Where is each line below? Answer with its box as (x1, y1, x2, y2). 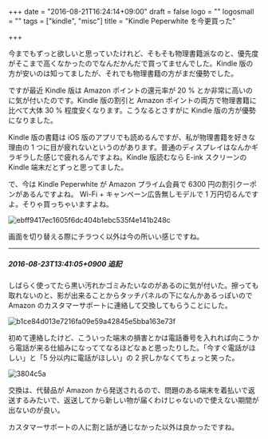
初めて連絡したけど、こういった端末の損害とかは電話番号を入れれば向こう (8, 333, 253, 342)
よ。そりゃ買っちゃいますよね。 (8, 200, 113, 208)
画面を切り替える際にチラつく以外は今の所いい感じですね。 (8, 231, 204, 241)
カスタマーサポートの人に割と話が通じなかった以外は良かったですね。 (8, 422, 239, 432)
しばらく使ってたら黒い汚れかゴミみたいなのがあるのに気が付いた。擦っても (8, 280, 259, 290)
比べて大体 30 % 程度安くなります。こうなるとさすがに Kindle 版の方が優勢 (8, 105, 257, 115)
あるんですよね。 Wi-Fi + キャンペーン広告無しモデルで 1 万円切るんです (22, 189, 259, 199)
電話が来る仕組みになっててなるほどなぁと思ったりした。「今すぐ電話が (14, 342, 250, 352)
